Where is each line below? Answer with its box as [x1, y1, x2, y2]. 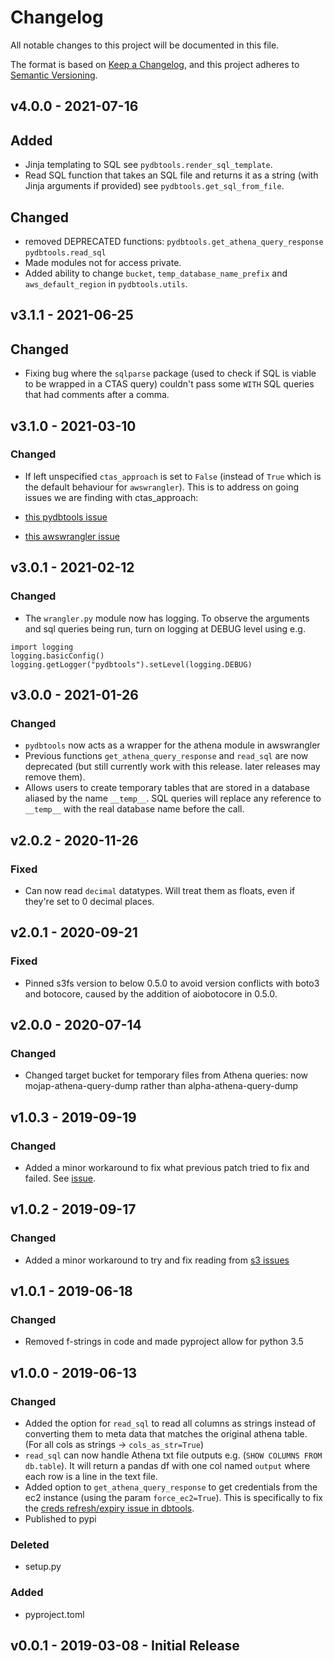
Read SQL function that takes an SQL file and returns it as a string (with [24, 169, 319, 181]
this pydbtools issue [24, 511, 108, 523]
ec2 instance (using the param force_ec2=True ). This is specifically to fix [24, 1492, 323, 1504]
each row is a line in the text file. [24, 1471, 158, 1483]
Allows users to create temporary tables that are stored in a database [24, 782, 310, 794]
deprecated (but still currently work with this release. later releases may [24, 761, 321, 773]
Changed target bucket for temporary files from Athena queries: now [24, 1069, 308, 1081]
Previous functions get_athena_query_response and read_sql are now [24, 750, 309, 762]
